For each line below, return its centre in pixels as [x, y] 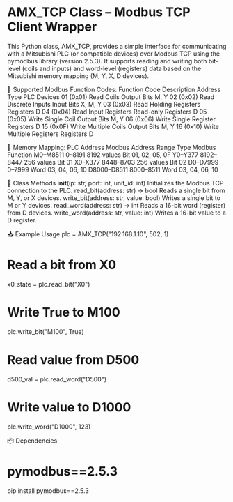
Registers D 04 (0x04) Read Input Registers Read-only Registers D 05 [107, 112]
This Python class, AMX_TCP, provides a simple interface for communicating [117, 46]
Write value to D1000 [69, 407]
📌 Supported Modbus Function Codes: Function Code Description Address [114, 89]
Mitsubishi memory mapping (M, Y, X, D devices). [78, 76]
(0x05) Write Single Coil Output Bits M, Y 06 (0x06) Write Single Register [111, 119]
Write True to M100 [64, 313]
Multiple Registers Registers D [50, 134]
